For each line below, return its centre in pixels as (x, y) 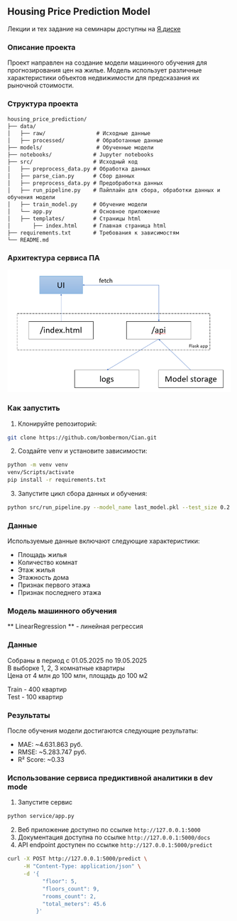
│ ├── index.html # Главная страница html (87, 226)
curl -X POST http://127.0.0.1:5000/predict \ (77, 859)
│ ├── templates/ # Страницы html (74, 219)
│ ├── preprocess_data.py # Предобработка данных (85, 183)
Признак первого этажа (54, 585)
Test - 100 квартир (35, 696)
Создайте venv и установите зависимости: (82, 451)
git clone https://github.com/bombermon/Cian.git (82, 437)
